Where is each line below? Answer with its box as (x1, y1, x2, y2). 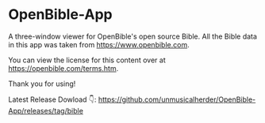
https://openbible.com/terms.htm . (8, 63, 119, 73)
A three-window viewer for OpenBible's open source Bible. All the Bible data (8, 32, 258, 41)
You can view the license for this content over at (8, 55, 167, 65)
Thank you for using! (8, 79, 76, 88)
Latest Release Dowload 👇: (8, 95, 97, 104)
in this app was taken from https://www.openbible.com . (8, 39, 190, 49)
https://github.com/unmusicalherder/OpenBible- (98, 95, 256, 104)
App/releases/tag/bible (8, 106, 83, 115)
